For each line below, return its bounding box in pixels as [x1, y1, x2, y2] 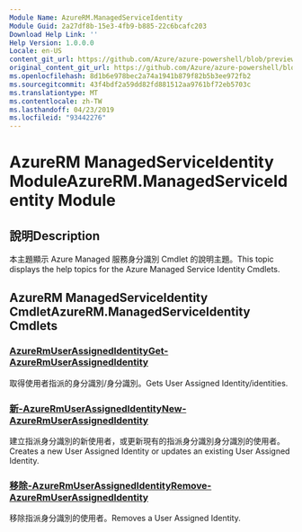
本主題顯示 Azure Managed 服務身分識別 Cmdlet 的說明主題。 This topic [9, 253, 274, 265]
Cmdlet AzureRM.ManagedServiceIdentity [9, 304, 251, 319]
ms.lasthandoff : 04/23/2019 [9, 105, 115, 114]
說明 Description [9, 228, 101, 244]
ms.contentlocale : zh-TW [9, 96, 102, 106]
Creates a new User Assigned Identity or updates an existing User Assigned [9, 446, 290, 457]
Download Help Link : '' [9, 30, 99, 39]
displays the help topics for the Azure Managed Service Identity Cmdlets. [9, 264, 280, 275]
